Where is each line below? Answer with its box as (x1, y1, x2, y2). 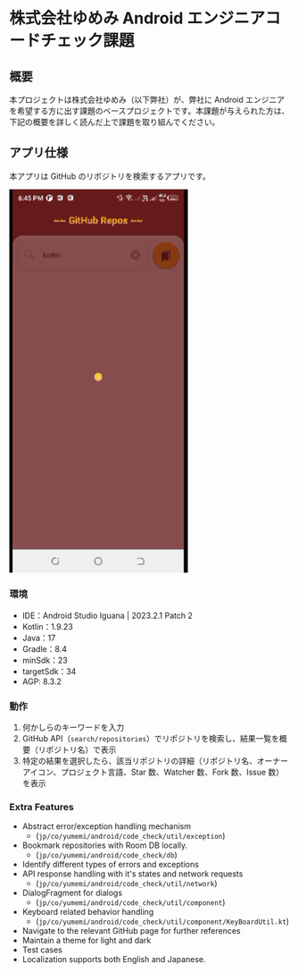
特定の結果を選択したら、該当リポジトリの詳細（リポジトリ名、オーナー (21, 756, 288, 766)
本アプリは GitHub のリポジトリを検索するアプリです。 (9, 171, 211, 182)
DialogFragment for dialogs (21, 887, 123, 899)
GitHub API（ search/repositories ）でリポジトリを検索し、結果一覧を (21, 733, 279, 744)
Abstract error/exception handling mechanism (21, 821, 192, 832)
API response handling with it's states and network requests (21, 868, 244, 879)
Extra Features (9, 801, 74, 814)
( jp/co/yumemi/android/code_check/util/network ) (35, 878, 218, 889)
